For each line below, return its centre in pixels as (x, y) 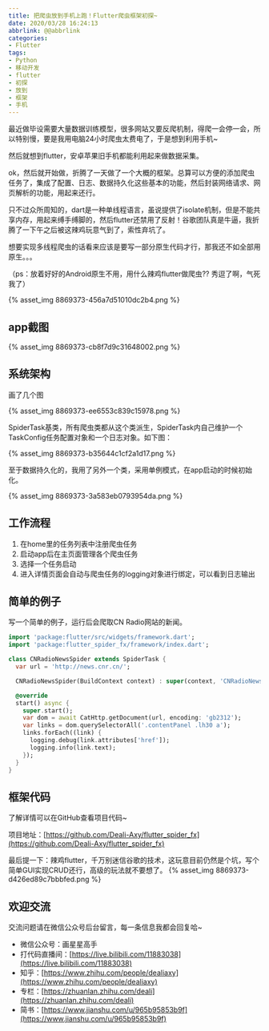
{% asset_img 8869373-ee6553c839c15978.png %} (94, 411)
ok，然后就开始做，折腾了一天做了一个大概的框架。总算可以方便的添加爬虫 (132, 173)
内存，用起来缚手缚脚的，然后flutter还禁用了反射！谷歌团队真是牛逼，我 (134, 220)
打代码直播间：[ (46, 954)
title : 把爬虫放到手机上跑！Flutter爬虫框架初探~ (83, 16)
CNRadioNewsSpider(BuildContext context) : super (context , (116, 681)
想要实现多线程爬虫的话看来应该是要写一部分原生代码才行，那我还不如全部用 (134, 247)
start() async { (42, 703)
